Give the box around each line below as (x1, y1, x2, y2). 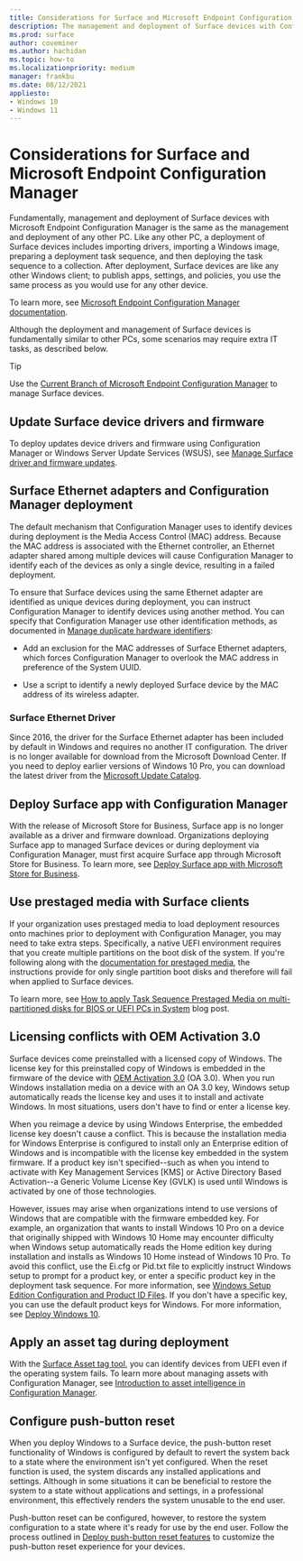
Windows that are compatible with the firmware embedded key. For (9, 1213, 260, 1224)
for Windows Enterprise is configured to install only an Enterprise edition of (9, 1138, 289, 1149)
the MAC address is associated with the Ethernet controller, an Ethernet (9, 540, 275, 551)
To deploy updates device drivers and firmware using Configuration (9, 439, 262, 448)
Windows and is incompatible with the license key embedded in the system (9, 1147, 289, 1158)
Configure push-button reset (9, 1413, 176, 1428)
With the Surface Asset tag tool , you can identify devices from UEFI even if (9, 1359, 288, 1370)
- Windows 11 (9, 106, 59, 115)
